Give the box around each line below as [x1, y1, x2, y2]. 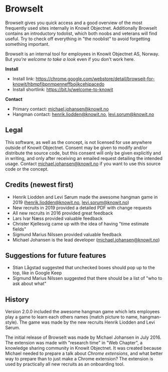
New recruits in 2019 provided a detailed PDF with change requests [12, 204, 152, 210]
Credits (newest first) [5, 181, 74, 189]
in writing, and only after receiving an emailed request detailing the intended [5, 155, 163, 161]
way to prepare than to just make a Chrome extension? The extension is [5, 356, 153, 362]
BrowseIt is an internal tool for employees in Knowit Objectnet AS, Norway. [5, 51, 159, 57]
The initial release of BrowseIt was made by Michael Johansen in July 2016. [5, 334, 161, 340]
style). [5, 319, 19, 325]
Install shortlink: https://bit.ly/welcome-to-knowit [12, 86, 113, 92]
